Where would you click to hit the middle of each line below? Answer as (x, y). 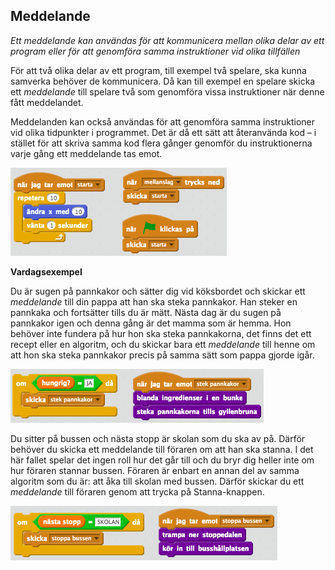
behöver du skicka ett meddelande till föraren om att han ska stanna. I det (162, 449)
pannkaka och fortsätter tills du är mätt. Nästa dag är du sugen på (146, 312)
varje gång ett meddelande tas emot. (86, 153)
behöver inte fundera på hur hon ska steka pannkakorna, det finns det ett (161, 333)
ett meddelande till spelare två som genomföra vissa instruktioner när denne (167, 91)
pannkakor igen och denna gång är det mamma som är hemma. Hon (151, 323)
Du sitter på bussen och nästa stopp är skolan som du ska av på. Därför (158, 438)
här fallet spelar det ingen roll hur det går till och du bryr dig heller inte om (162, 460)
